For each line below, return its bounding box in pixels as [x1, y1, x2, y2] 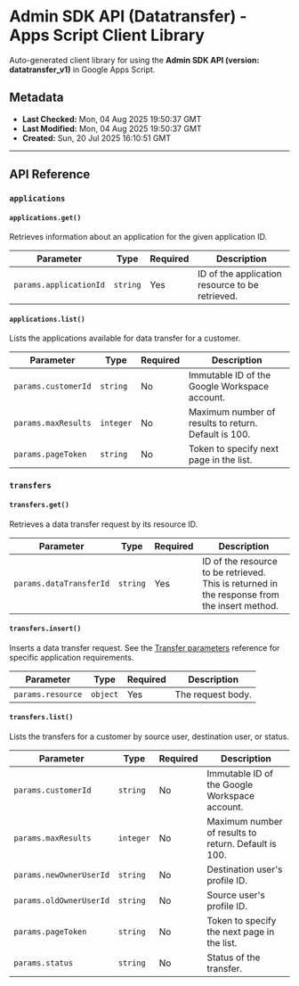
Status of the [206, 951, 261, 964]
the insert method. [201, 599, 279, 612]
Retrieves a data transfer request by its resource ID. [9, 519, 198, 530]
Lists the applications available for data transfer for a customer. [9, 333, 241, 344]
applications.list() [9, 315, 86, 324]
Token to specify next [188, 443, 279, 456]
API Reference [9, 167, 91, 182]
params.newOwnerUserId [13, 870, 109, 880]
